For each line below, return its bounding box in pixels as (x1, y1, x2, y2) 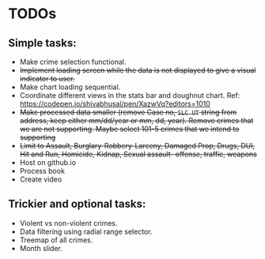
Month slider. (19, 243, 63, 253)
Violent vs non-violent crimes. (19, 218, 118, 227)
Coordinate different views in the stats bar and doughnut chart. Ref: (19, 91, 240, 99)
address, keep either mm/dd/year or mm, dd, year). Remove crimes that (19, 116, 254, 125)
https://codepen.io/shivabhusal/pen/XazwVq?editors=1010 (19, 99, 211, 108)
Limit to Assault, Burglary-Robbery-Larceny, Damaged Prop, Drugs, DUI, (19, 141, 256, 150)
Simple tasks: (8, 36, 77, 50)
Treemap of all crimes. (19, 235, 93, 245)
